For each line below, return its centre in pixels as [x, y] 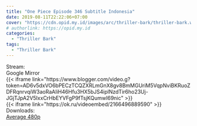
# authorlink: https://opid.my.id [48, 28]
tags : [13, 45]
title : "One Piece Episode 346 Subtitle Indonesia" [70, 11]
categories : [21, 34]
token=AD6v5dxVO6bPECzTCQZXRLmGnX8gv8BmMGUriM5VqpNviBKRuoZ [98, 85]
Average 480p [23, 117]
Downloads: [21, 110]
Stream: [16, 67]
